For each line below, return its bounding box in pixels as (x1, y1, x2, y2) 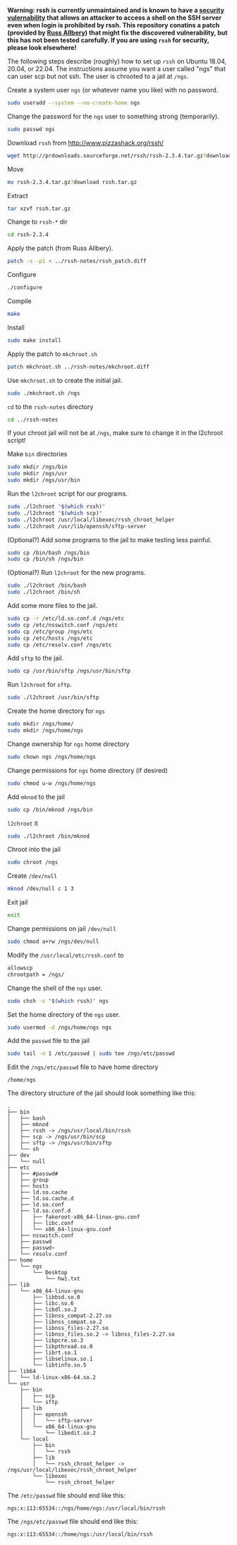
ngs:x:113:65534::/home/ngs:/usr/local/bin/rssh (7, 1531, 153, 1538)
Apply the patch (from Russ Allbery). (7, 244, 114, 252)
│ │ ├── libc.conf (7, 1220, 74, 1227)
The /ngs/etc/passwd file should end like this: (7, 1517, 138, 1526)
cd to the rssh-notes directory (7, 402, 94, 411)
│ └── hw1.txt (7, 1276, 80, 1283)
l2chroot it (7, 819, 39, 827)
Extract (7, 191, 28, 200)
